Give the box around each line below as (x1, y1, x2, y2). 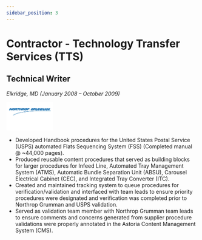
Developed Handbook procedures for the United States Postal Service (15, 136, 190, 143)
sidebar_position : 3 (6, 10, 59, 16)
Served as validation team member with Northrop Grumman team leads (15, 207, 194, 214)
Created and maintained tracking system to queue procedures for (15, 181, 179, 188)
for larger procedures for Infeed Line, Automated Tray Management (15, 162, 184, 170)
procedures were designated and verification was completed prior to (15, 194, 187, 202)
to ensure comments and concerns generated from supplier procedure (15, 213, 192, 221)
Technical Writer (6, 74, 71, 84)
